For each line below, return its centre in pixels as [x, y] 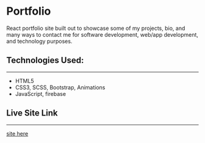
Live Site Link [32, 113]
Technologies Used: [45, 60]
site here [17, 133]
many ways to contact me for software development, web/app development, [102, 34]
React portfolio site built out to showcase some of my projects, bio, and [96, 28]
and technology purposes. [39, 41]
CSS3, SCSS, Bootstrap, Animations [60, 87]
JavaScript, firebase [40, 94]
